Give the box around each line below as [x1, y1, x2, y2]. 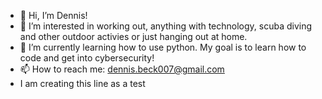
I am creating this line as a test [19, 78, 146, 89]
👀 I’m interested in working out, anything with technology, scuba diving [19, 20, 313, 32]
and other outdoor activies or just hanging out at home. [19, 31, 248, 42]
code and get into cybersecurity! [19, 52, 155, 64]
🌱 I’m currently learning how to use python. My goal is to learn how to [19, 41, 307, 53]
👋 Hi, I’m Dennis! [19, 10, 88, 21]
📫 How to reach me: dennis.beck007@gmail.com [19, 63, 225, 75]
